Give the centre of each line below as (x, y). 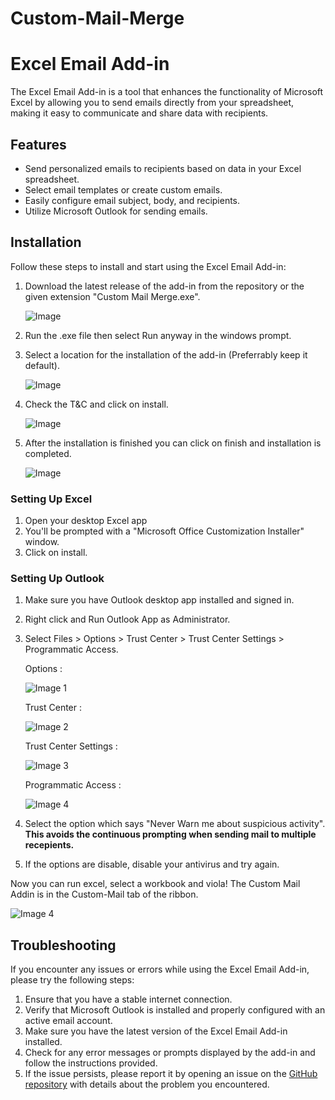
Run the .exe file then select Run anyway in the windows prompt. (158, 335)
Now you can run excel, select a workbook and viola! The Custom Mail (155, 884)
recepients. (49, 845)
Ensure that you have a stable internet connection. (128, 999)
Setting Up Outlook (57, 578)
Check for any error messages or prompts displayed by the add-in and (170, 1053)
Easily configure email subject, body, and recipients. (132, 200)
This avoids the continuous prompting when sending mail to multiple (170, 834)
